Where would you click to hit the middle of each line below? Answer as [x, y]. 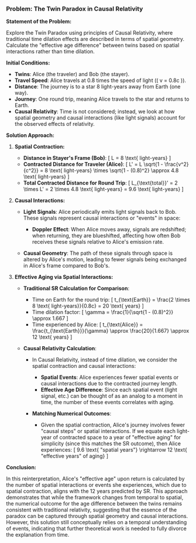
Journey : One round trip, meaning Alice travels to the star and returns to [102, 99]
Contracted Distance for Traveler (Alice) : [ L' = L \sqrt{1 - [93, 164]
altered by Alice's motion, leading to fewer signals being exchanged [105, 259]
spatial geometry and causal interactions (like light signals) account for [100, 118]
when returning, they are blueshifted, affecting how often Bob [106, 235]
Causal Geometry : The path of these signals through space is [98, 253]
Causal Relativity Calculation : [60, 349]
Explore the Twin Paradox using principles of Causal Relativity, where [90, 33]
